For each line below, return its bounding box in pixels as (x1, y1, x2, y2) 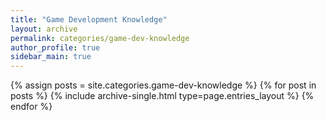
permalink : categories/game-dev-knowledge (10, 33, 190, 43)
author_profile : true (10, 42, 101, 53)
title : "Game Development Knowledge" (10, 14, 168, 25)
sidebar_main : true (10, 52, 92, 62)
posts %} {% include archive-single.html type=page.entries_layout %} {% (10, 90, 315, 102)
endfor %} (10, 101, 53, 113)
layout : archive (10, 24, 78, 34)
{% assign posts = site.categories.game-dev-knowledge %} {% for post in (10, 79, 317, 91)
